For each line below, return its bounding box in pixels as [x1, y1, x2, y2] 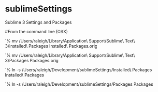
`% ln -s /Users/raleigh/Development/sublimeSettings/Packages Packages [5, 81, 154, 87]
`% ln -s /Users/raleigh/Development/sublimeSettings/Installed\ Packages [5, 66, 152, 73]
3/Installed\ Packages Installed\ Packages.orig [5, 43, 98, 49]
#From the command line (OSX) [5, 28, 68, 34]
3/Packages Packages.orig [5, 57, 59, 63]
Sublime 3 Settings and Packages [5, 19, 72, 25]
